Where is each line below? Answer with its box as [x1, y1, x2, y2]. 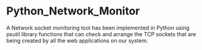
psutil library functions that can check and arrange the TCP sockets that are [6, 30, 197, 37]
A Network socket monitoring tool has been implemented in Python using [6, 24, 190, 31]
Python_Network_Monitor [6, 4, 140, 18]
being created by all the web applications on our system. [6, 37, 148, 44]
